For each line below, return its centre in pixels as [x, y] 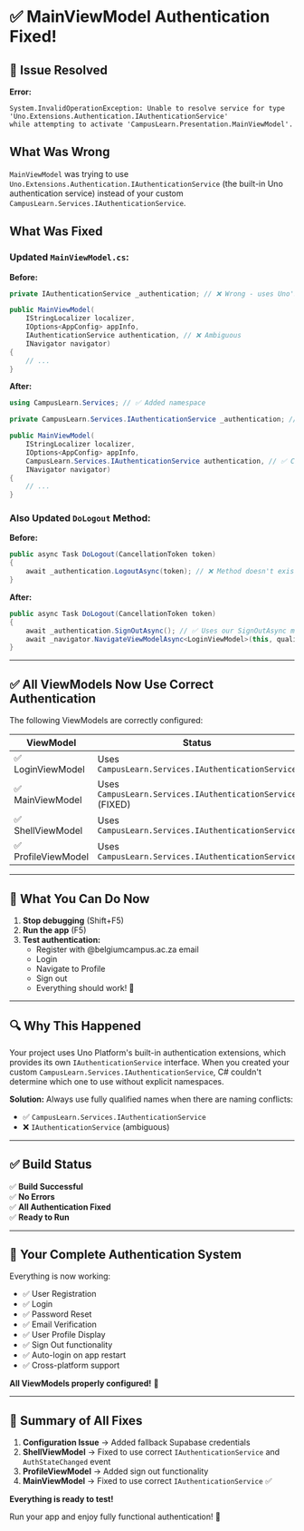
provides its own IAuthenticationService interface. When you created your [149, 1062]
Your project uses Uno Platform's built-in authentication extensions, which [148, 1052]
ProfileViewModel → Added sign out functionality [115, 1471]
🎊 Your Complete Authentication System [126, 1254]
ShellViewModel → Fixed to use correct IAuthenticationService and [151, 1452]
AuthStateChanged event [66, 1462]
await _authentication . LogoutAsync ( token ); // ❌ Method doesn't [150, 572]
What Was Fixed [56, 232]
